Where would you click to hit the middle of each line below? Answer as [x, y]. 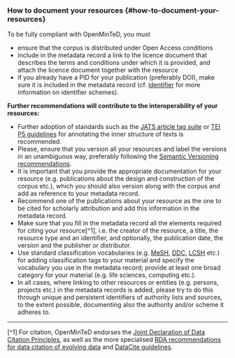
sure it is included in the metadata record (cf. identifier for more [109, 85]
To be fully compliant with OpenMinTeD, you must [79, 34]
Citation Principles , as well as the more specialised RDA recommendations [114, 340]
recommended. [39, 142]
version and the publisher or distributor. [74, 246]
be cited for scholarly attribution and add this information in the [108, 209]
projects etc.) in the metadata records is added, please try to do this [115, 290]
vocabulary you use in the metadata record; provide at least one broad [119, 268]
